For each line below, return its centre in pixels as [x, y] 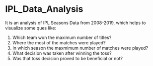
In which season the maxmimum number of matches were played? [80, 48]
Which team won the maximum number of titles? [62, 37]
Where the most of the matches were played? [59, 42]
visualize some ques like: [31, 28]
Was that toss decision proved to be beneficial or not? [68, 58]
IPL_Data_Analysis [44, 9]
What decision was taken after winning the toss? [62, 53]
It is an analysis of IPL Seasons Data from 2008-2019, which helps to [76, 23]
